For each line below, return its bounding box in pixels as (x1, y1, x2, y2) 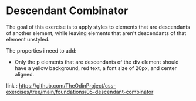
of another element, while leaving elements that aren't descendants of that (6, 29, 187, 36)
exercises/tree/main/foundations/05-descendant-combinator (6, 88, 154, 95)
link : (6, 82, 18, 89)
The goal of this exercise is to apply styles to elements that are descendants (6, 23, 191, 30)
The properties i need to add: (6, 47, 77, 54)
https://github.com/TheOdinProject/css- (18, 82, 116, 89)
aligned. (14, 71, 35, 78)
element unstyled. (6, 36, 50, 43)
